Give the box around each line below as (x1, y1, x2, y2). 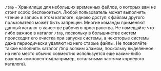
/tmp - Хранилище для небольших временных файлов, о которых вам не (5, 4, 156, 10)
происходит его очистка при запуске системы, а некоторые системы (5, 35, 150, 41)
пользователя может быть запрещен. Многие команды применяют (5, 19, 145, 25)
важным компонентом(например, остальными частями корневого (5, 56, 144, 61)
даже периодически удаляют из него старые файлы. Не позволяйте (5, 40, 147, 46)
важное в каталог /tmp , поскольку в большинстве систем (16, 30, 137, 35)
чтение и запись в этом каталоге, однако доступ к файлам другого (5, 15, 145, 20)
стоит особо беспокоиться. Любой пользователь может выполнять (5, 9, 146, 15)
